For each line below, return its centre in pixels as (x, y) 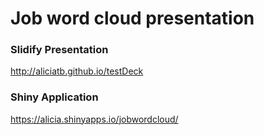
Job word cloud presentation (132, 18)
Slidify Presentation (59, 50)
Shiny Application (54, 97)
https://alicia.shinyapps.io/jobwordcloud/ (94, 119)
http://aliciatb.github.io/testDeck (77, 71)
